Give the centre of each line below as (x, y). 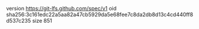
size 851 (42, 21)
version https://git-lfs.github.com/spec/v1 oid (61, 8)
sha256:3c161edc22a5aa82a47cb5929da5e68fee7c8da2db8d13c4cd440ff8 (100, 14)
